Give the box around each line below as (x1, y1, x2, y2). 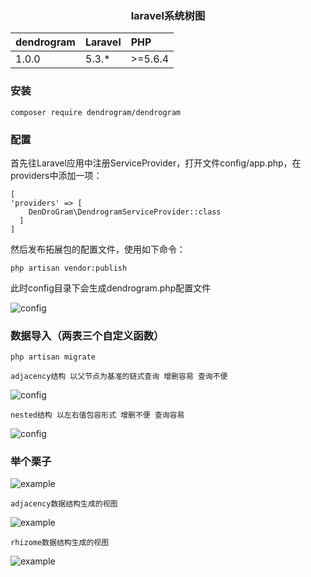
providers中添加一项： (10, 169, 103, 181)
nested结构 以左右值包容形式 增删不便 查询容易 (10, 410, 185, 421)
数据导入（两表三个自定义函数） (10, 328, 165, 342)
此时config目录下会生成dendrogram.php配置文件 (10, 282, 212, 294)
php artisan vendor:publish (10, 263, 128, 273)
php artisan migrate (10, 352, 97, 362)
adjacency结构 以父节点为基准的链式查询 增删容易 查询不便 (10, 372, 228, 382)
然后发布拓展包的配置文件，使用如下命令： (10, 243, 186, 255)
